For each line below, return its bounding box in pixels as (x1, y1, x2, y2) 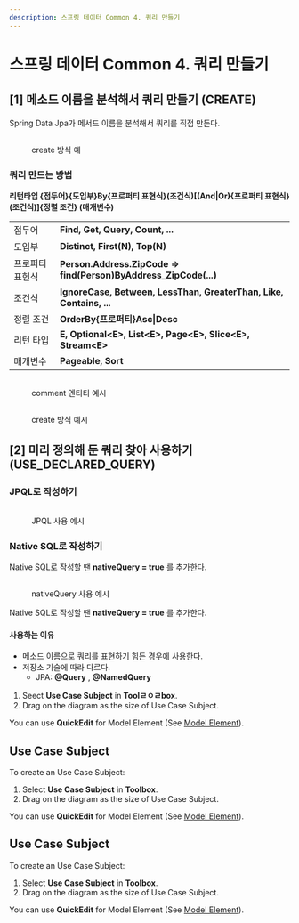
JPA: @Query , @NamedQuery (35, 672, 151, 683)
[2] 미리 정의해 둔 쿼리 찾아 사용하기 (9, 442, 193, 458)
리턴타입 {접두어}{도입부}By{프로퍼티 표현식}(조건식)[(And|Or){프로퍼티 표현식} (9, 190, 290, 201)
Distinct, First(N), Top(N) (59, 239, 166, 252)
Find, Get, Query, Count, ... (59, 223, 174, 236)
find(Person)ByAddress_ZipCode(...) (59, 269, 217, 281)
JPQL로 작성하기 (9, 486, 77, 498)
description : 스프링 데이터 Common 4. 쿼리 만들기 (9, 12, 181, 22)
